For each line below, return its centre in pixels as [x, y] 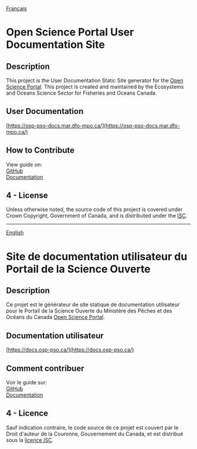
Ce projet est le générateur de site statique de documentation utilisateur [93, 304]
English [15, 233]
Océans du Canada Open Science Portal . [56, 317]
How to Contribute [40, 150]
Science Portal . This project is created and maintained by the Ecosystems [95, 87]
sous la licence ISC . [30, 440]
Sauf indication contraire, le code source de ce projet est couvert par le [92, 427]
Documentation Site [56, 45]
